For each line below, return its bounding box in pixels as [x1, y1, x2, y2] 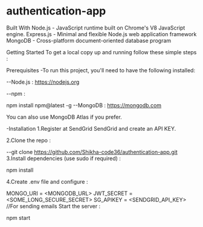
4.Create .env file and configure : [6, 178, 89, 185]
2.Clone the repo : [6, 137, 51, 144]
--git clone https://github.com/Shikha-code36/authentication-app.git [6, 148, 178, 155]
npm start [6, 214, 31, 221]
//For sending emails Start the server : [6, 202, 101, 210]
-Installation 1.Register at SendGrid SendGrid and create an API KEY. [6, 125, 176, 132]
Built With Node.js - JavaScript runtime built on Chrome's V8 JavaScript [6, 24, 185, 31]
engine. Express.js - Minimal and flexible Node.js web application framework [6, 30, 197, 37]
